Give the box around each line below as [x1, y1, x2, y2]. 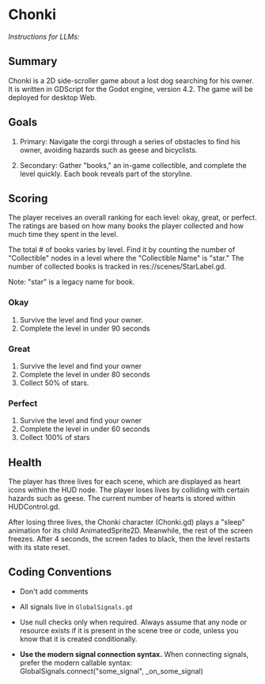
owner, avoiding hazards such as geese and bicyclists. [19, 145, 198, 155]
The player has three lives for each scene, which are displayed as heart [8, 477, 241, 487]
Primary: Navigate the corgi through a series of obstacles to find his [19, 136, 241, 146]
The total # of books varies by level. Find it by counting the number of [8, 245, 236, 254]
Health [8, 456, 42, 469]
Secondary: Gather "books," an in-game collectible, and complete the [19, 160, 247, 170]
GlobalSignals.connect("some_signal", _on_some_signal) [19, 666, 204, 675]
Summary [8, 55, 58, 68]
